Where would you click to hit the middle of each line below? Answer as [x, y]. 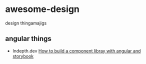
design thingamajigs [26, 23]
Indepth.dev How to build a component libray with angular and [76, 50]
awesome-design [42, 9]
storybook [23, 56]
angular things [28, 39]
